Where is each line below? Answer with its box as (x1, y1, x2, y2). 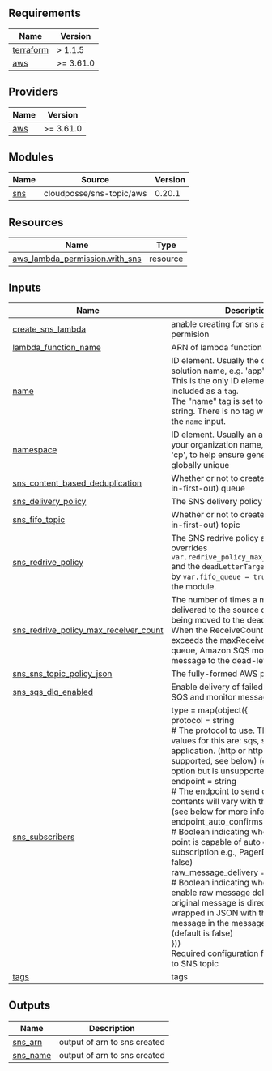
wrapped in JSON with (171, 907, 257, 919)
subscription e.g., (171, 846, 237, 858)
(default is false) (171, 927, 234, 939)
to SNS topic (171, 958, 219, 970)
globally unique (171, 460, 230, 471)
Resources (8, 215, 64, 229)
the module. (171, 581, 217, 593)
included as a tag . (171, 385, 239, 396)
